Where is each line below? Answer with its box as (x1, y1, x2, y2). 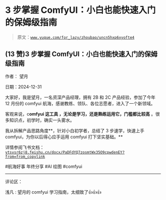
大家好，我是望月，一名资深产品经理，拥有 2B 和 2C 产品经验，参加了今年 (5, 94, 156, 100)
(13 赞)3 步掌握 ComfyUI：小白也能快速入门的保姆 (5, 50, 158, 58)
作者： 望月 (5, 73, 28, 79)
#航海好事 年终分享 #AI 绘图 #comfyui (5, 163, 83, 169)
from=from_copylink (5, 154, 45, 159)
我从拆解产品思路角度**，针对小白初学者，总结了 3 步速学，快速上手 (5, 127, 145, 133)
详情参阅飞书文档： (5, 144, 44, 150)
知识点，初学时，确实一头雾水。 (9, 117, 75, 123)
